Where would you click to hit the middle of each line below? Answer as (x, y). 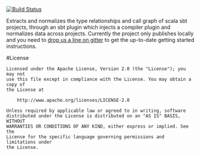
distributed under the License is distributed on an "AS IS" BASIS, (93, 116)
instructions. (22, 46)
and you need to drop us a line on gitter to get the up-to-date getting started (100, 40)
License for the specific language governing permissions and (85, 137)
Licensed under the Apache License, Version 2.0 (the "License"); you (96, 69)
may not (16, 74)
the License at (25, 90)
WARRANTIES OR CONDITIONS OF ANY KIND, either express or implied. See (97, 126)
